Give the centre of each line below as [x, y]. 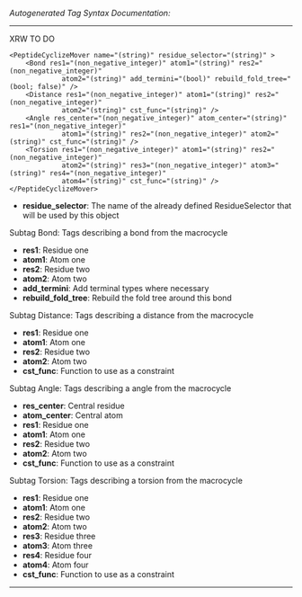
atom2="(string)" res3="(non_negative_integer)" [154, 165]
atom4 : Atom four [55, 565]
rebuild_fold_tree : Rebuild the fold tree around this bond [127, 298]
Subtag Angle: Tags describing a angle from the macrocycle [120, 388]
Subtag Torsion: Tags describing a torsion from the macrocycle [126, 481]
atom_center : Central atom [72, 415]
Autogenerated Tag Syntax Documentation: [90, 13]
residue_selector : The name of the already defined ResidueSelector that [157, 205]
